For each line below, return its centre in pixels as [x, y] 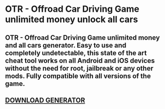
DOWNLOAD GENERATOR [45, 100]
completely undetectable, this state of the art [76, 53]
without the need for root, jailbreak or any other [79, 68]
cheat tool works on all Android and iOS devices [80, 61]
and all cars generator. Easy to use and [66, 45]
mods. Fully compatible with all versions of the [78, 76]
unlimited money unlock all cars [72, 19]
